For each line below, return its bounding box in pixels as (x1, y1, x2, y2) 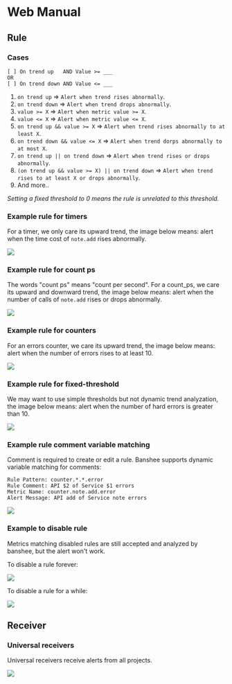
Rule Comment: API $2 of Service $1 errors (7, 482, 135, 489)
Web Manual (7, 4, 81, 20)
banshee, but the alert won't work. (7, 547, 105, 555)
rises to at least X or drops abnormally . (17, 173, 141, 182)
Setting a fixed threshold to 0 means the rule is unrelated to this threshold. (7, 194, 220, 202)
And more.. (17, 181, 50, 189)
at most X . (17, 143, 48, 152)
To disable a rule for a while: (7, 586, 88, 595)
